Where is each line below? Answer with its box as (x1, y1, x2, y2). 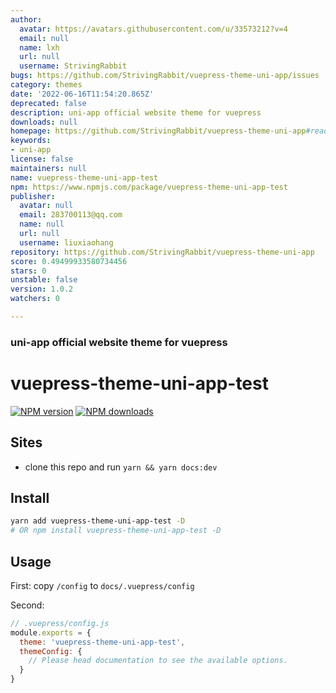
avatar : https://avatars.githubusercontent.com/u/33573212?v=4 (19, 24, 288, 34)
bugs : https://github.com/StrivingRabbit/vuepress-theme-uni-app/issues (10, 71, 320, 81)
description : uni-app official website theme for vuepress (10, 107, 262, 118)
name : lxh (19, 42, 60, 53)
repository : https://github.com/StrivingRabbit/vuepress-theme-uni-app (10, 247, 315, 257)
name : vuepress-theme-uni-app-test (10, 172, 159, 183)
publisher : (10, 191, 56, 201)
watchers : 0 (10, 294, 60, 304)
